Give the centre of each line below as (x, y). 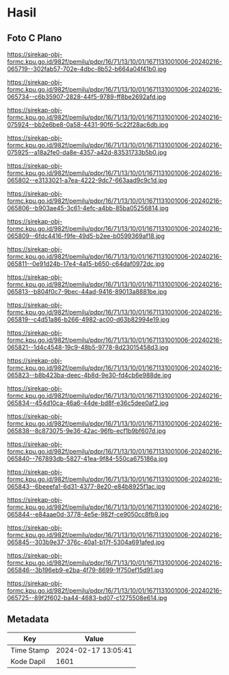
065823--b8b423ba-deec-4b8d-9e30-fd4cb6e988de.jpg (90, 375)
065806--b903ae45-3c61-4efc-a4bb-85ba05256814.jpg (88, 208)
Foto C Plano (35, 38)
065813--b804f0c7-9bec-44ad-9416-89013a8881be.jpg (87, 292)
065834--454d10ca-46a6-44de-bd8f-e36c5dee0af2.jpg (88, 403)
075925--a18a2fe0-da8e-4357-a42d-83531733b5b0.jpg (87, 152)
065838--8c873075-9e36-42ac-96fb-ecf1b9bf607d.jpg (86, 431)
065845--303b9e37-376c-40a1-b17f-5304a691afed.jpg (86, 542)
